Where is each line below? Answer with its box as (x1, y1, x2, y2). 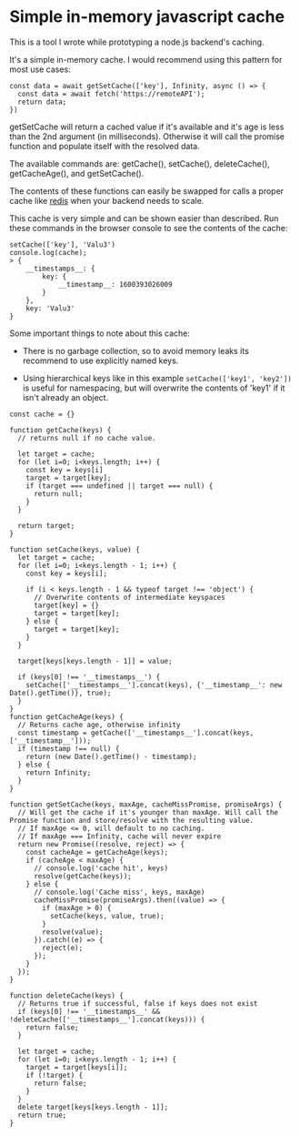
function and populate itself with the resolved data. (9, 140, 200, 151)
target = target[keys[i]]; (25, 1062, 128, 1071)
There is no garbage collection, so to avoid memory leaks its (22, 345, 250, 356)
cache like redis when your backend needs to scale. (9, 195, 205, 206)
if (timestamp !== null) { (17, 744, 120, 753)
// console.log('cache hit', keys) (33, 863, 169, 873)
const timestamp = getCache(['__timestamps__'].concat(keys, (17, 728, 255, 737)
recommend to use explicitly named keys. (22, 355, 179, 366)
